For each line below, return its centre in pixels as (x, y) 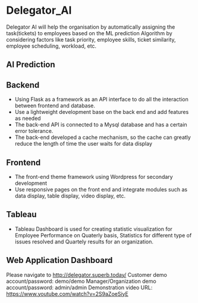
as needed (28, 118)
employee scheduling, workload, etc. (51, 46)
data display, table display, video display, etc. (70, 196)
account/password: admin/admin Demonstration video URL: (79, 287)
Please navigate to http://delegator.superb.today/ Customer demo (87, 274)
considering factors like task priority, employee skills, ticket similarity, (91, 39)
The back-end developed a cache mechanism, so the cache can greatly (103, 137)
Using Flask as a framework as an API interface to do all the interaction (101, 100)
